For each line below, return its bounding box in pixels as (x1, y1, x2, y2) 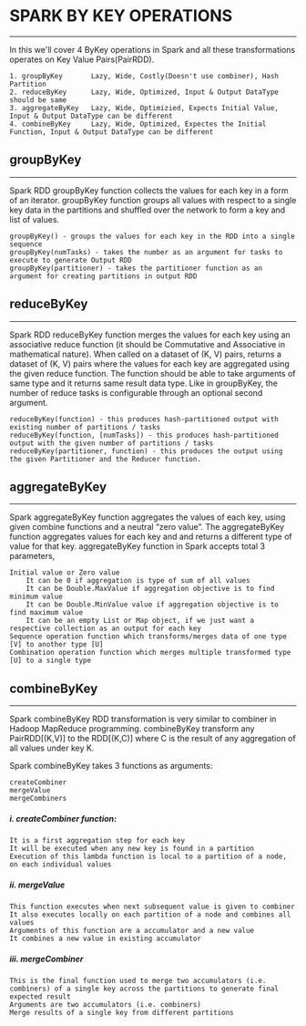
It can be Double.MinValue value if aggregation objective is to (25, 600, 280, 609)
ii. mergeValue (9, 879, 66, 890)
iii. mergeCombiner (9, 953, 84, 964)
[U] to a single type (9, 656, 92, 666)
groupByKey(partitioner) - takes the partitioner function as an (9, 264, 262, 273)
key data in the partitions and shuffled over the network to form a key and (9, 204, 286, 215)
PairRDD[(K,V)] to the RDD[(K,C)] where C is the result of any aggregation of (9, 733, 296, 744)
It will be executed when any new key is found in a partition (9, 845, 255, 854)
